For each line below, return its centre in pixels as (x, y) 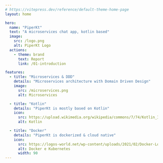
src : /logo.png (29, 41)
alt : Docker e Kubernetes (44, 149)
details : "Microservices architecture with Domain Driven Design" (82, 81)
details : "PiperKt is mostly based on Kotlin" (62, 108)
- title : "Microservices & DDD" (42, 77)
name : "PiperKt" (26, 27)
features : (15, 72)
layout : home (18, 14)
